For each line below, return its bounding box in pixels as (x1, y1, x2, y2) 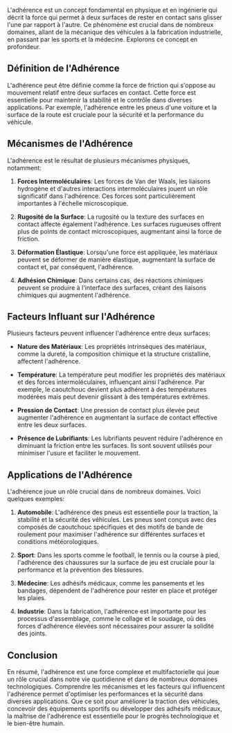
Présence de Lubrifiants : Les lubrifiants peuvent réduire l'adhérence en (17, 434, 223, 442)
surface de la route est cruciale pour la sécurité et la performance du (7, 110, 204, 118)
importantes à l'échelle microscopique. (17, 199, 129, 207)
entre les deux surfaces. (17, 421, 87, 429)
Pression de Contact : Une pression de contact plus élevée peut (17, 406, 199, 415)
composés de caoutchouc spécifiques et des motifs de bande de (17, 523, 203, 532)
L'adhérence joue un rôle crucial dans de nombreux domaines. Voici (7, 487, 201, 496)
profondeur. (7, 43, 41, 51)
